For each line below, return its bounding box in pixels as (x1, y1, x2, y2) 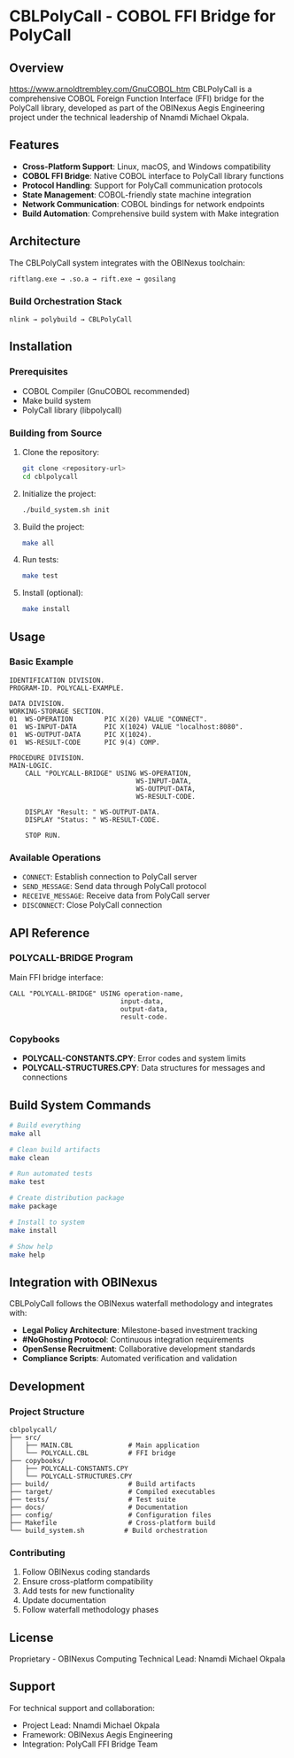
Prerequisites (9, 366, 68, 378)
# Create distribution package (9, 1194, 125, 1203)
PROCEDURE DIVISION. (9, 753, 86, 763)
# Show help (9, 1242, 53, 1251)
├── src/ (9, 1433, 42, 1442)
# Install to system (9, 1218, 86, 1227)
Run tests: (21, 554, 59, 565)
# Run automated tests (9, 1169, 93, 1179)
